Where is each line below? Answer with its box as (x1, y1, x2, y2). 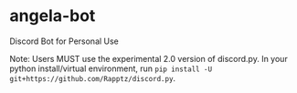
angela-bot (9, 5, 96, 26)
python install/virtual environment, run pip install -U (9, 63, 213, 74)
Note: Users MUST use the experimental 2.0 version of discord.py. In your (9, 53, 288, 64)
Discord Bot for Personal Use (9, 36, 119, 46)
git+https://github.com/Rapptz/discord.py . (9, 72, 176, 83)
